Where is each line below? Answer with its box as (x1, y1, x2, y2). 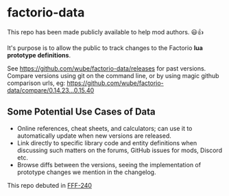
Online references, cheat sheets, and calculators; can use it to (16, 124, 193, 132)
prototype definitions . (7, 51, 71, 59)
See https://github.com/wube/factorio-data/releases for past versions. (7, 64, 206, 73)
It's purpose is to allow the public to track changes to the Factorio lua (7, 43, 204, 52)
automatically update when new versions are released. (16, 132, 171, 140)
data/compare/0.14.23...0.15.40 (7, 86, 95, 94)
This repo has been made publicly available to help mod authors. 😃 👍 (7, 27, 204, 36)
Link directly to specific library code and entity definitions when (16, 138, 197, 147)
